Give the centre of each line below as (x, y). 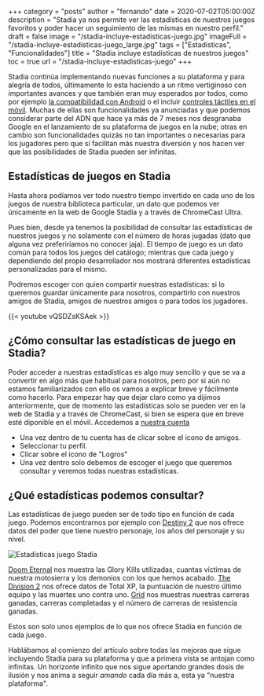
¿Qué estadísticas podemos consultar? (106, 495)
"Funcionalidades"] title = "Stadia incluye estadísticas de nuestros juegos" (128, 53)
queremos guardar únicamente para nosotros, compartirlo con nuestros (125, 292)
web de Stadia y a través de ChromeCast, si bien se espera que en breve (126, 414)
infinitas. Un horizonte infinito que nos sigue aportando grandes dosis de (126, 667)
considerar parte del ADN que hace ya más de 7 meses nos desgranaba (125, 118)
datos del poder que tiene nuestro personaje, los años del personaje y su (126, 531)
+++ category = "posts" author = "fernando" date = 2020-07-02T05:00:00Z (132, 11)
